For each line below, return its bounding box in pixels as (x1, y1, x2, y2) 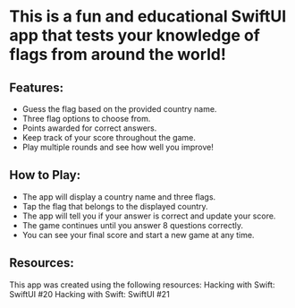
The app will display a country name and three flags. (21, 191, 216, 202)
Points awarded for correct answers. (21, 123, 157, 133)
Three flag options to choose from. (21, 114, 151, 124)
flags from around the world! (9, 45, 226, 64)
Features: (9, 80, 64, 95)
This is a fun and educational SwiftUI (9, 6, 287, 27)
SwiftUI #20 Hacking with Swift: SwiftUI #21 (9, 288, 170, 299)
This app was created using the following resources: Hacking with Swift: (9, 279, 275, 290)
